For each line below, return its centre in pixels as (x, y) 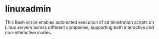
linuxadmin (28, 9)
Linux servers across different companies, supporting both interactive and (79, 27)
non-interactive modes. (29, 32)
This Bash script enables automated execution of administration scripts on (80, 22)
